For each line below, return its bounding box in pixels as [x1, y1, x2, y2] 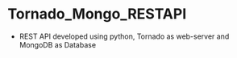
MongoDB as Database [19, 39, 97, 49]
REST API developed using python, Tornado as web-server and [19, 31, 230, 41]
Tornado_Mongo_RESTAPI [7, 5, 187, 23]
